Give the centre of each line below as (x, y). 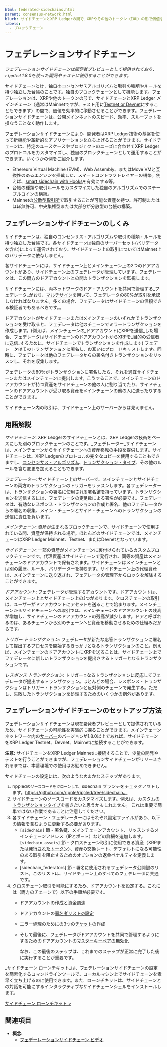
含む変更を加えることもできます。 (53, 468)
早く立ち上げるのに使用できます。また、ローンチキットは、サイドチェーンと (83, 980)
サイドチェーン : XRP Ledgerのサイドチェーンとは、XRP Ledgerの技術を (78, 437)
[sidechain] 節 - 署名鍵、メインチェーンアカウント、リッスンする (87, 830)
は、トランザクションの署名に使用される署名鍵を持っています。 (70, 491)
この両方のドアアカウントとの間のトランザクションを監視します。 (85, 278)
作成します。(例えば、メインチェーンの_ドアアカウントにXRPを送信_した (80, 330)
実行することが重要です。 (50, 957)
